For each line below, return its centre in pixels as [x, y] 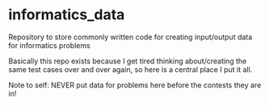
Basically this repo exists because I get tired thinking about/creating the [128, 61]
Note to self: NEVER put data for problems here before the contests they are [135, 85]
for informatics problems [49, 45]
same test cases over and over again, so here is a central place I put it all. [130, 69]
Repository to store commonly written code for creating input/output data [130, 37]
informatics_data [67, 15]
